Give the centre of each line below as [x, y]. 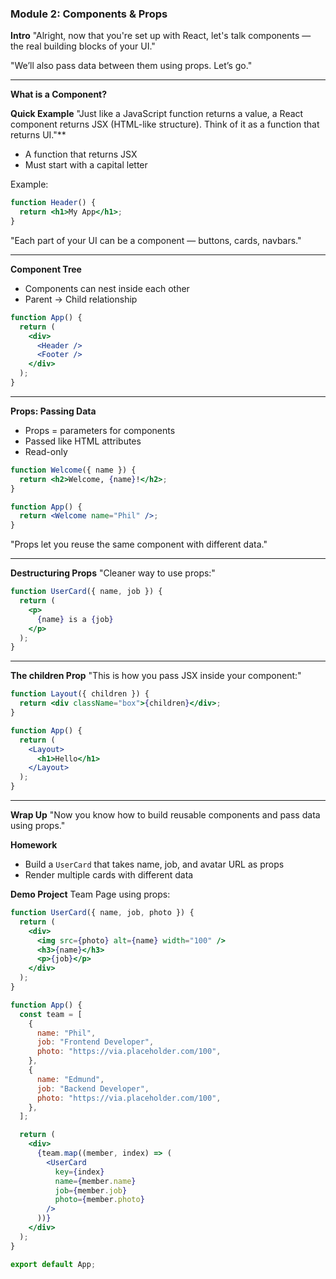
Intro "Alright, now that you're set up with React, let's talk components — [161, 36]
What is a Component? [59, 94]
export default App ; [53, 1264]
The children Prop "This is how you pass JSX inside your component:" [156, 676]
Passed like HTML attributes [83, 441]
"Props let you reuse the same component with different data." [139, 544]
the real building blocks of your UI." [83, 46]
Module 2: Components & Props [89, 14]
